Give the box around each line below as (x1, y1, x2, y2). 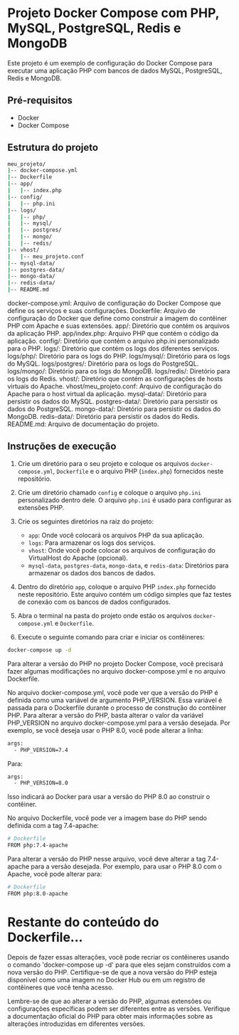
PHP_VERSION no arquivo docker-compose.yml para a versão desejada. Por (7, 718, 231, 727)
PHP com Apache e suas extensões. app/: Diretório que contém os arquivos (7, 322, 230, 330)
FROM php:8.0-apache (7, 890, 69, 897)
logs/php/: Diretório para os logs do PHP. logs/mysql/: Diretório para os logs (7, 352, 230, 361)
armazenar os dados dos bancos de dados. (28, 568, 156, 577)
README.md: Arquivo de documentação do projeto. (7, 420, 159, 428)
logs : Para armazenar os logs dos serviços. (28, 538, 156, 547)
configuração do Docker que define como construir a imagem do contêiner (7, 314, 228, 323)
